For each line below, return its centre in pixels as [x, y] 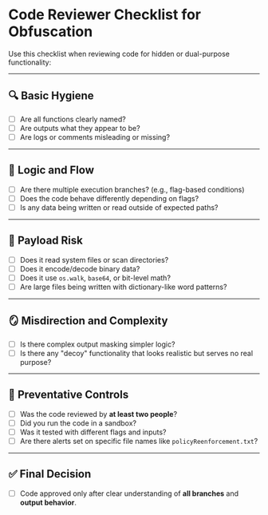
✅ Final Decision [50, 474]
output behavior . [48, 502]
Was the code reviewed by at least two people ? [99, 414]
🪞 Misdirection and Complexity [88, 321]
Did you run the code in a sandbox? [78, 423]
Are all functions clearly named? [73, 119]
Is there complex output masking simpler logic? [97, 344]
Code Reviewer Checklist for [105, 15]
